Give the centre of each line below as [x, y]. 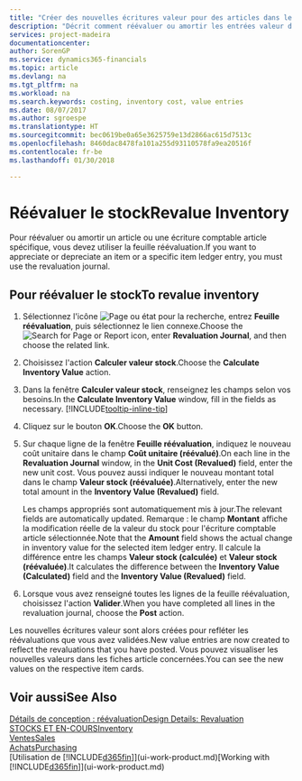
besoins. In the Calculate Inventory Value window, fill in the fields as [149, 400]
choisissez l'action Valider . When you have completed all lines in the [149, 603]
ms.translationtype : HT [54, 127]
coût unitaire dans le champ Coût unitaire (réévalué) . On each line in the [156, 454]
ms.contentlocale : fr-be [56, 152]
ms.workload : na [40, 93]
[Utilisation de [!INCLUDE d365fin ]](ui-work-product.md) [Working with [140, 758]
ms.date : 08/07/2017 [48, 110]
